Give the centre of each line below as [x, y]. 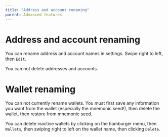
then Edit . [16, 59]
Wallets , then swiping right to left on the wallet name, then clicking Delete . [83, 129]
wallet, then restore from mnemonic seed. [49, 114]
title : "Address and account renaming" [47, 10]
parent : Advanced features [34, 15]
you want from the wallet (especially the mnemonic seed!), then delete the [83, 109]
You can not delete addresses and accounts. [52, 69]
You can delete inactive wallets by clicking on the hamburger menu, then [81, 124]
